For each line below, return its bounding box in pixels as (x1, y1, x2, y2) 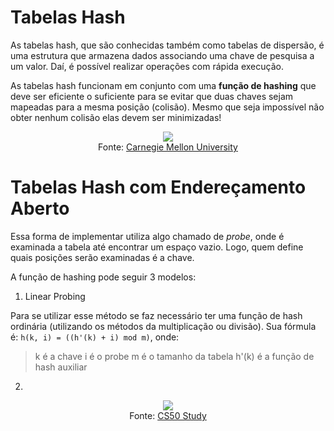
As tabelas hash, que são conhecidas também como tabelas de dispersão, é (10, 39, 325, 51)
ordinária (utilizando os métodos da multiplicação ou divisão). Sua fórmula (10, 320, 317, 332)
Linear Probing (24, 290, 86, 302)
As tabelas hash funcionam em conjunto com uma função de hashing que (10, 79, 317, 91)
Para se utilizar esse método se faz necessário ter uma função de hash (10, 309, 303, 321)
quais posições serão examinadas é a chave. (10, 251, 195, 263)
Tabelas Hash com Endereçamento (10, 176, 307, 199)
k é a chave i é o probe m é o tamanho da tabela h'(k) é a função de (34, 350, 315, 362)
